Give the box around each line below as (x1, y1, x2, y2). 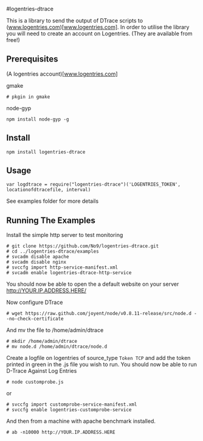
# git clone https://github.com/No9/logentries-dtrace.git (6, 243, 159, 249)
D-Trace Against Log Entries (6, 367, 77, 375)
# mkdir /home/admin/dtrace (6, 338, 78, 345)
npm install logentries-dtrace (6, 149, 86, 155)
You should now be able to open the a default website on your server (6, 280, 179, 288)
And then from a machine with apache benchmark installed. (6, 417, 156, 425)
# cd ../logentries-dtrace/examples (6, 249, 99, 255)
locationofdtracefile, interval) (6, 187, 91, 193)
